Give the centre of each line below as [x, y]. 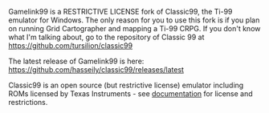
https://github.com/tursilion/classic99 [71, 46]
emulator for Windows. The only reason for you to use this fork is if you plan [134, 20]
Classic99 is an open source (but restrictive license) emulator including [126, 85]
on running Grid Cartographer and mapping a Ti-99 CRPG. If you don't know [134, 28]
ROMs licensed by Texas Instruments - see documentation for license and [130, 94]
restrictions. [28, 102]
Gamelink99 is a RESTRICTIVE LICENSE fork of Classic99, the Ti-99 [120, 12]
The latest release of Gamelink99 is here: [76, 61]
